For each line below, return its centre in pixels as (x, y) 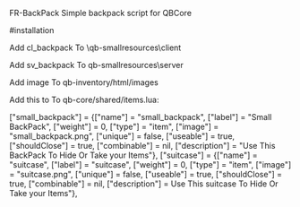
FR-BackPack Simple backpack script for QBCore (101, 13)
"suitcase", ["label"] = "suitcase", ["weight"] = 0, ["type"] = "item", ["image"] (150, 164)
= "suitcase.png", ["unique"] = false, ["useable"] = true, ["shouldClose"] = (146, 174)
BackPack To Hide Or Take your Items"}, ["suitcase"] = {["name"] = (133, 155)
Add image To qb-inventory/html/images (84, 82)
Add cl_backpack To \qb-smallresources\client (95, 47)
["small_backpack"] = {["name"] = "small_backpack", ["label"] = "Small (141, 117)
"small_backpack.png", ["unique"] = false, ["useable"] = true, (122, 136)
